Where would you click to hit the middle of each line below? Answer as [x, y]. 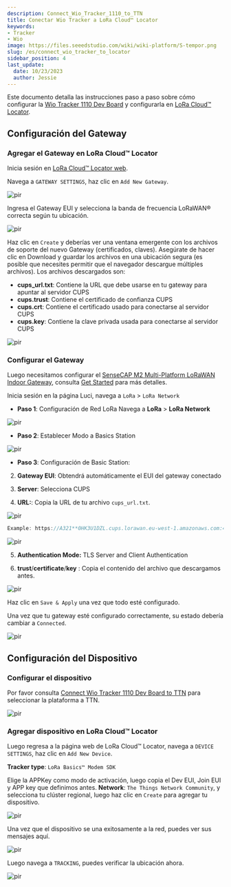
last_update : [26, 65]
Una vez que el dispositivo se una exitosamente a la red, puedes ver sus [109, 829]
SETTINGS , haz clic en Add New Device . [60, 754]
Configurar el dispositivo [49, 677]
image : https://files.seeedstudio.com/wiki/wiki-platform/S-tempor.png [112, 45]
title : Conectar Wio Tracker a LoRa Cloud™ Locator [82, 20]
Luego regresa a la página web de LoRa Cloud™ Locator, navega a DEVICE [111, 746]
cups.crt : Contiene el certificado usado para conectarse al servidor [113, 307]
